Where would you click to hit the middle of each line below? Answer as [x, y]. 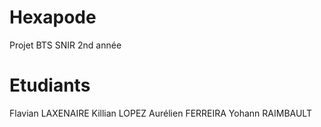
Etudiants [50, 85]
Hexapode [53, 17]
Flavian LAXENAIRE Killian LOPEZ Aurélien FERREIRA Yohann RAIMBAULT [160, 113]
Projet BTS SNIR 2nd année [65, 45]
